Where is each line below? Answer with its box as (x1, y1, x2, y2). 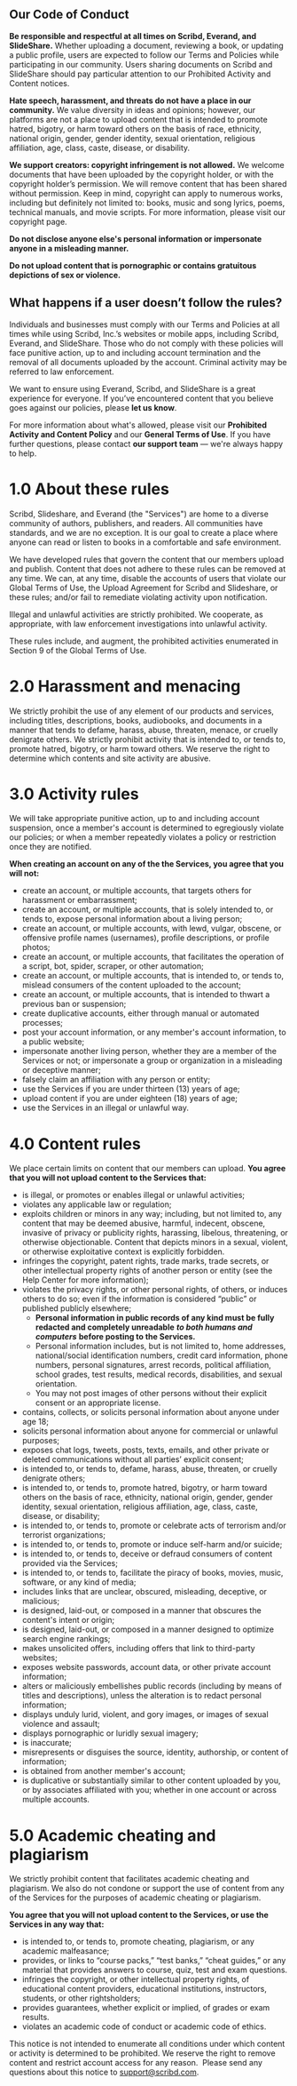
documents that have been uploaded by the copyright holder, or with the (9, 169, 274, 180)
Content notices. (9, 77, 70, 88)
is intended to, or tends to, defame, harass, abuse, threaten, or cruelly (21, 1464, 277, 1475)
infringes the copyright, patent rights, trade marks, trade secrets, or (21, 1256, 270, 1267)
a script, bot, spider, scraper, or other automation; (21, 961, 204, 971)
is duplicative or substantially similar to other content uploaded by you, (21, 1775, 281, 1786)
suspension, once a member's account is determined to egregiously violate (9, 822, 285, 834)
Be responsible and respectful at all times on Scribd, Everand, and (9, 30, 257, 41)
